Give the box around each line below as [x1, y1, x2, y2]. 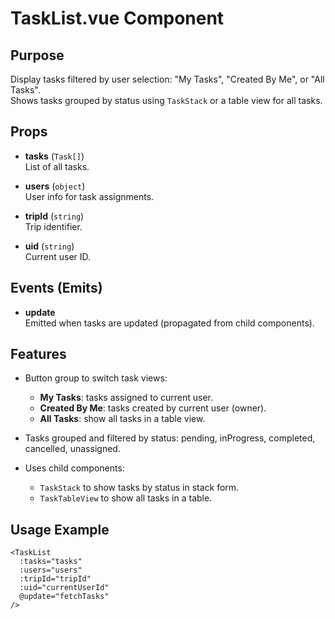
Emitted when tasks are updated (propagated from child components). [24, 317, 315, 329]
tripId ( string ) [24, 210, 85, 222]
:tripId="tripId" [19, 574, 92, 584]
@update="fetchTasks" [19, 592, 110, 602]
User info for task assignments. [24, 190, 155, 202]
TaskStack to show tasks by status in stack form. [39, 482, 240, 494]
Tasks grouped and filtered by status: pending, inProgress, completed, [24, 432, 316, 444]
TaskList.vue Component [10, 7, 225, 30]
